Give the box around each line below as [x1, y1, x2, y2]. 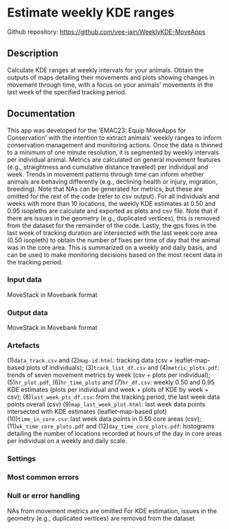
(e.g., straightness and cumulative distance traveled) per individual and [7, 163, 208, 171]
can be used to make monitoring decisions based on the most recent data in [7, 250, 223, 259]
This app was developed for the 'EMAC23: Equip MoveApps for [7, 126, 186, 134]
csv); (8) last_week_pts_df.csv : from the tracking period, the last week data [7, 393, 220, 401]
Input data [7, 275, 43, 284]
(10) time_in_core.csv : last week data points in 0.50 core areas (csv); [7, 415, 201, 423]
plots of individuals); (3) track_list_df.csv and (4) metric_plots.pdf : [26, 364, 219, 372]
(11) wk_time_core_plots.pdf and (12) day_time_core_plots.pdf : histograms [7, 422, 215, 431]
